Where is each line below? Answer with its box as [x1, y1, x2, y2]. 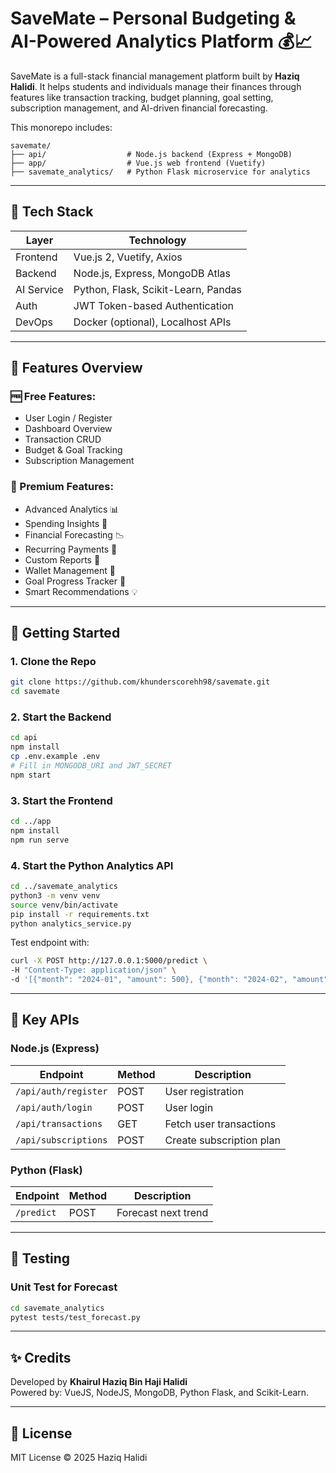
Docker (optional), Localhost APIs [73, 315, 232, 329]
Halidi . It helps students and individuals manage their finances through [10, 80, 302, 92]
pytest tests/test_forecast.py [10, 1312, 141, 1322]
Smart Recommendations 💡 [24, 585, 138, 597]
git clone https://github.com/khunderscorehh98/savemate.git [10, 677, 271, 687]
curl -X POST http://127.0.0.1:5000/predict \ [10, 956, 208, 966]
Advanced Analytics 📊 [24, 503, 120, 515]
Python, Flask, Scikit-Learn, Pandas [73, 282, 243, 296]
